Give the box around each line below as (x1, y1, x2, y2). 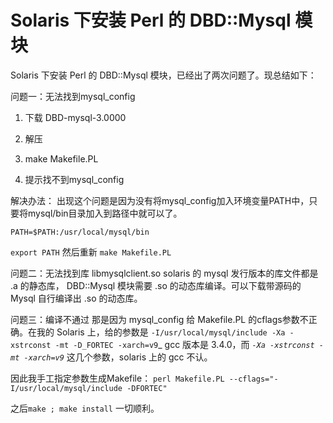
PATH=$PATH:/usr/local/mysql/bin (10, 227, 150, 237)
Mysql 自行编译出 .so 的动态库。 (10, 292, 143, 304)
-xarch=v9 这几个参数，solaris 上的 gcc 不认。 (23, 351, 213, 363)
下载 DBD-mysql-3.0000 (24, 111, 127, 123)
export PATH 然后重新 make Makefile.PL (10, 246, 172, 258)
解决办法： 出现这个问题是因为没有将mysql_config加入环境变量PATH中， (10, 194, 310, 206)
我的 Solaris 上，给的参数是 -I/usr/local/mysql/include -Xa (36, 326, 286, 338)
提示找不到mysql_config (24, 173, 125, 185)
